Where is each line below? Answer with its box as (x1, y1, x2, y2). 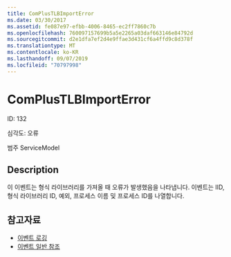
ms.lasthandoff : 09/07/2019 (7, 55, 89, 62)
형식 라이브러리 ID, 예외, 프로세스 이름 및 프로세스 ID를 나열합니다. (7, 192, 185, 200)
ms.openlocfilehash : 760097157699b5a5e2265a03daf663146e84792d (7, 29, 194, 37)
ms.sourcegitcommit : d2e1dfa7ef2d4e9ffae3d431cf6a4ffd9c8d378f (7, 36, 194, 43)
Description (7, 163, 59, 175)
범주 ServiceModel (7, 143, 60, 152)
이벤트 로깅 (17, 233, 48, 242)
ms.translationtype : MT (7, 42, 76, 49)
